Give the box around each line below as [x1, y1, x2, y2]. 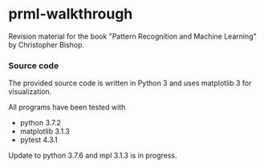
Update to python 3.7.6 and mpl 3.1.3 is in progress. [8, 150, 178, 161]
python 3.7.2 [19, 118, 62, 128]
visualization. [8, 87, 52, 96]
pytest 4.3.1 [19, 135, 58, 145]
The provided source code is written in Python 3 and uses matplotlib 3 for [8, 78, 252, 88]
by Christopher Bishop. [8, 39, 85, 49]
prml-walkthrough [8, 5, 133, 23]
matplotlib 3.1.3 [19, 126, 70, 137]
